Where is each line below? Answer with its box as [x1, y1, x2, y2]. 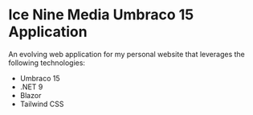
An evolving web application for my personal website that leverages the [8, 49, 245, 59]
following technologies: [8, 58, 86, 68]
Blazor [19, 90, 42, 100]
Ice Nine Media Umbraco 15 [8, 6, 194, 24]
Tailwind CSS [19, 99, 64, 109]
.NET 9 [19, 82, 43, 92]
